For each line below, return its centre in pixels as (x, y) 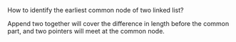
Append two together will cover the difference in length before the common (118, 23)
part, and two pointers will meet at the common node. (86, 31)
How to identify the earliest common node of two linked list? (96, 10)
